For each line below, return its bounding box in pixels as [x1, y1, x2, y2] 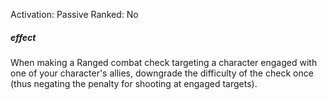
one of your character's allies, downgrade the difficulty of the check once [10, 67, 314, 79]
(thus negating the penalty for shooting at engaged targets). [10, 77, 258, 89]
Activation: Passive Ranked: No [10, 9, 139, 20]
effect [10, 31, 37, 43]
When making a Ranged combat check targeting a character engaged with [10, 56, 318, 68]
